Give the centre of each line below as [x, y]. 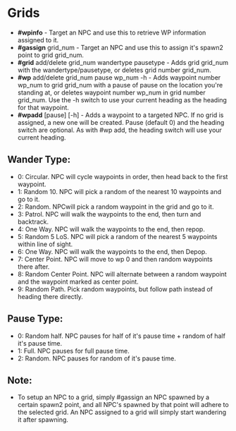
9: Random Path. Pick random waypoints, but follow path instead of [115, 289]
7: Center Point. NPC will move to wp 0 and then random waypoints [115, 259]
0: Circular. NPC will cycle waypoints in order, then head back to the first [123, 176]
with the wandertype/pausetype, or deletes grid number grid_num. [114, 70]
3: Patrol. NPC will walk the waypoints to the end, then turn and [109, 214]
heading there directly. [50, 296]
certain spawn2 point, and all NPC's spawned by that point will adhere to [123, 405]
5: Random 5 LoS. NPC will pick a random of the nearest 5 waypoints [117, 236]
